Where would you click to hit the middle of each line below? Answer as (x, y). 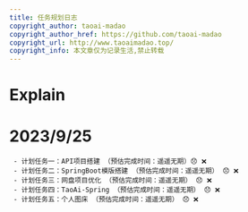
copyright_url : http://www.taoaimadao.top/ (92, 42)
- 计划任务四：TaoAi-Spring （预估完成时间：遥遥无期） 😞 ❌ (117, 190)
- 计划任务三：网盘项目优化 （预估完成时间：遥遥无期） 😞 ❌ (112, 181)
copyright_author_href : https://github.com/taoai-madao (115, 34)
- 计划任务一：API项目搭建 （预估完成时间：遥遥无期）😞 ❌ (110, 162)
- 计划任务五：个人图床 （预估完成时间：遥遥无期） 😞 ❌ (106, 199)
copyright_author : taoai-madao (68, 26)
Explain (37, 95)
